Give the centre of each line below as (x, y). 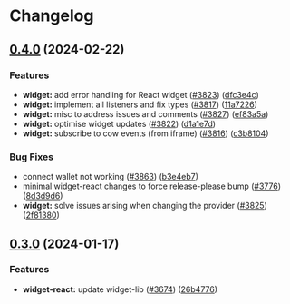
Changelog (52, 16)
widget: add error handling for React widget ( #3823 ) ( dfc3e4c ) (141, 94)
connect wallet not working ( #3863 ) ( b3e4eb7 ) (111, 177)
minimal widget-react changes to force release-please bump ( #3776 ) (152, 186)
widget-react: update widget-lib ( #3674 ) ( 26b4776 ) (120, 289)
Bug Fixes (32, 157)
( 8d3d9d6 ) (43, 196)
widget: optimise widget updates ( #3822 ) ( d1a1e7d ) (119, 123)
